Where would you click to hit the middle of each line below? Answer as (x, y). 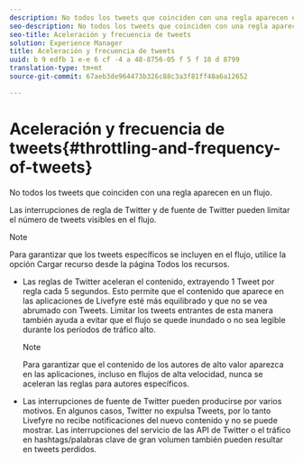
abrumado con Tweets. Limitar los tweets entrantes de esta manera (147, 310)
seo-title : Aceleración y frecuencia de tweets (101, 34)
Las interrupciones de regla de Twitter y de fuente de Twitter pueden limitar (150, 209)
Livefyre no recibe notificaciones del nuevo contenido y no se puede (150, 420)
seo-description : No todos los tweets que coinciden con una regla (139, 26)
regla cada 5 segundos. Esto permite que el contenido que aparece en (153, 291)
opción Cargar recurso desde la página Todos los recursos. (119, 264)
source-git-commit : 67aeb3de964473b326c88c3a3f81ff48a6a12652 (129, 77)
